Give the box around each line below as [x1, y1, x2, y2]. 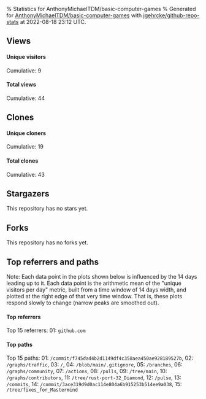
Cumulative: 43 [6, 171, 45, 178]
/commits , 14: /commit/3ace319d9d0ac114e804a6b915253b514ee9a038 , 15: [6, 381, 182, 388]
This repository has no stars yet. [6, 205, 88, 212]
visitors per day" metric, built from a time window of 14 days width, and [6, 286, 187, 293]
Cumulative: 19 [6, 143, 44, 150]
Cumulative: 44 [6, 95, 45, 102]
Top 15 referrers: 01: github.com [6, 327, 86, 334]
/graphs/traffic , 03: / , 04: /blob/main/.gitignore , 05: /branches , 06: [6, 361, 183, 368]
